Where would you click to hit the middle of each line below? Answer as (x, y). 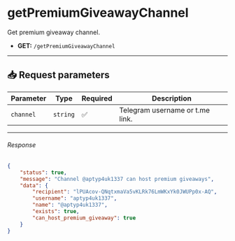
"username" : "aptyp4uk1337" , (75, 198)
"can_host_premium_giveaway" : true (84, 218)
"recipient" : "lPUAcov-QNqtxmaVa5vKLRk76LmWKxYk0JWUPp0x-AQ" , (125, 192)
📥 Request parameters (58, 75)
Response (22, 145)
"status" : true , (44, 173)
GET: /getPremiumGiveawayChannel (66, 45)
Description (172, 98)
